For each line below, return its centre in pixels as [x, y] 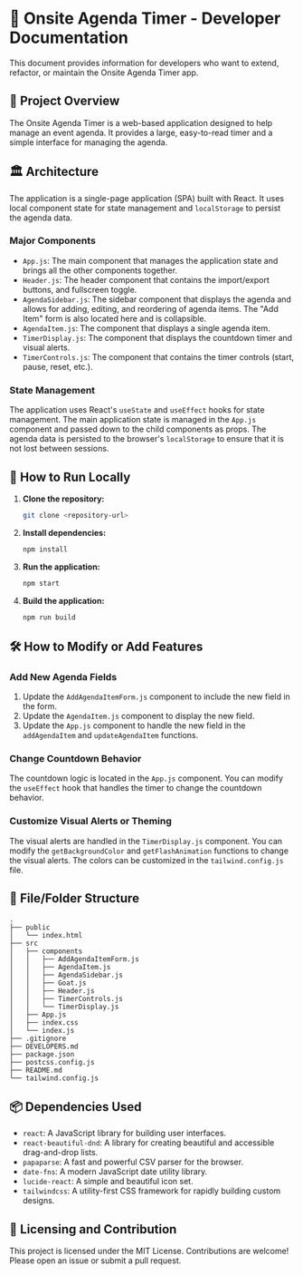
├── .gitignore [38, 1038]
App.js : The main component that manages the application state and [150, 260]
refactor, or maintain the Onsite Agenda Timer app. [104, 73]
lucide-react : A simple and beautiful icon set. [108, 1182]
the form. [39, 706]
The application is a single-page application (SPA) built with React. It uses [147, 198]
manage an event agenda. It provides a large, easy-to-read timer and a [141, 132]
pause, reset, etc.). [57, 366]
